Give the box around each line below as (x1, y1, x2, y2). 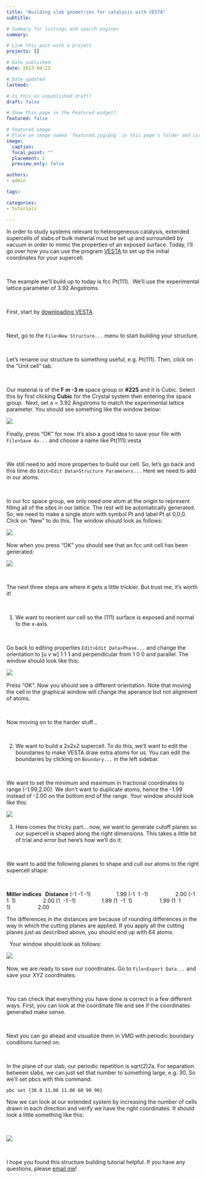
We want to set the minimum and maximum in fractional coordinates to (6, 779, 185, 786)
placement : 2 (12, 155, 45, 162)
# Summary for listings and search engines (6, 26, 120, 32)
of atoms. (6, 695, 31, 702)
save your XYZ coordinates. (6, 971, 77, 978)
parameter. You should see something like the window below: (6, 405, 161, 413)
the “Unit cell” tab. (6, 362, 53, 369)
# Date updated (6, 76, 45, 82)
